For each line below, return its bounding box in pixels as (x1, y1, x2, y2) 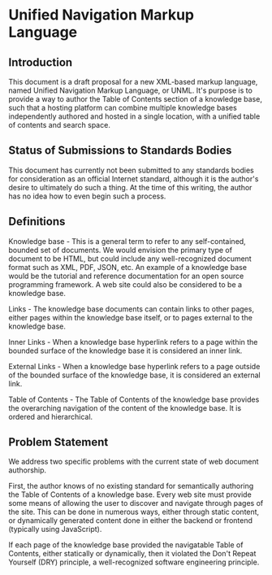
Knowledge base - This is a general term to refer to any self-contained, (8, 236, 246, 246)
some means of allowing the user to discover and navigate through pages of (8, 499, 264, 508)
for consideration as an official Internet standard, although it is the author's (8, 173, 259, 184)
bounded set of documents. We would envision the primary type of (8, 245, 233, 255)
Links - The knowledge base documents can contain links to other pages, (8, 303, 254, 314)
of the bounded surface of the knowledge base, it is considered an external (8, 370, 261, 380)
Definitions (8, 215, 66, 229)
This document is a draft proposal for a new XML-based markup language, (8, 77, 258, 86)
